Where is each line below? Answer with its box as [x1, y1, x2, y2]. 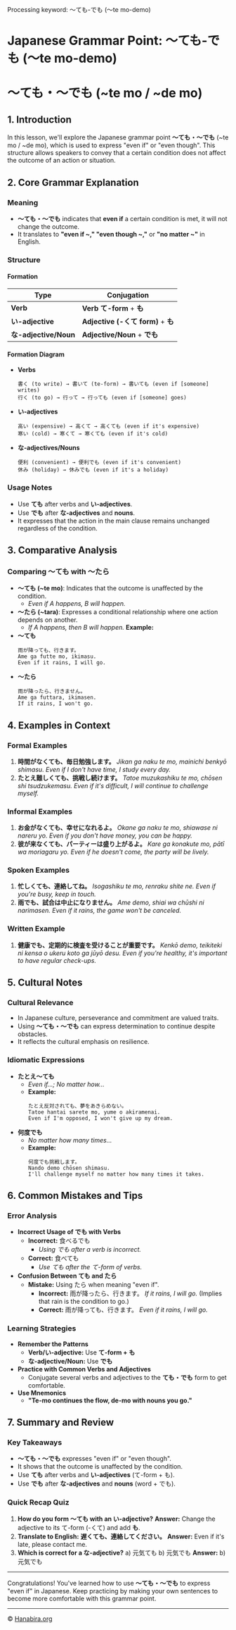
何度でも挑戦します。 [27, 1158, 81, 1165]
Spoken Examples [7, 865, 70, 875]
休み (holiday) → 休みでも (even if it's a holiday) [17, 466, 169, 473]
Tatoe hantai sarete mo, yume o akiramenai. [27, 1108, 161, 1116]
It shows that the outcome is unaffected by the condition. [17, 1462, 183, 1471]
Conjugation [107, 290, 150, 300]
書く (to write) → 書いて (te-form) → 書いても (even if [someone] [17, 380, 209, 388]
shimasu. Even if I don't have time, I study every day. [17, 765, 171, 773]
